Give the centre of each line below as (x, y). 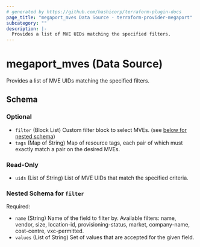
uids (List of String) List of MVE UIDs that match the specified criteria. (102, 178)
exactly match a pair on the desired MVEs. (67, 149)
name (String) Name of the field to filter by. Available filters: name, (95, 218)
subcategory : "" (27, 23)
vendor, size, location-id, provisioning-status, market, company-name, (102, 225)
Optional (19, 117)
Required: (18, 207)
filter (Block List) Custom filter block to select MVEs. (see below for (101, 130)
